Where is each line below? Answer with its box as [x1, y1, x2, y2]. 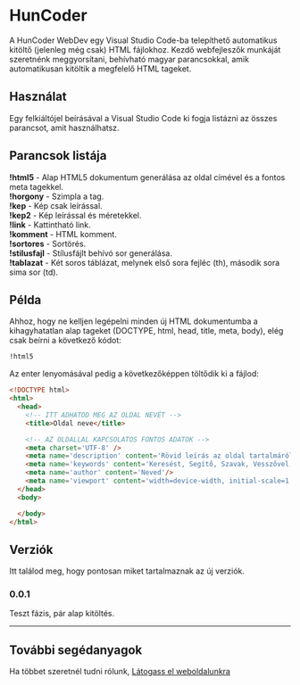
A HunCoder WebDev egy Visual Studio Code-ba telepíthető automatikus [9, 35, 278, 45]
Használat [9, 89, 67, 104]
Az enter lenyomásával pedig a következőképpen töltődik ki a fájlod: [9, 368, 259, 379]
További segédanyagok [9, 642, 143, 657]
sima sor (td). [9, 267, 59, 277]
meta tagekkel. [9, 181, 64, 192]
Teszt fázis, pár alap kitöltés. [9, 608, 114, 619]
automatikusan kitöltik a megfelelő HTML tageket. [9, 63, 192, 74]
